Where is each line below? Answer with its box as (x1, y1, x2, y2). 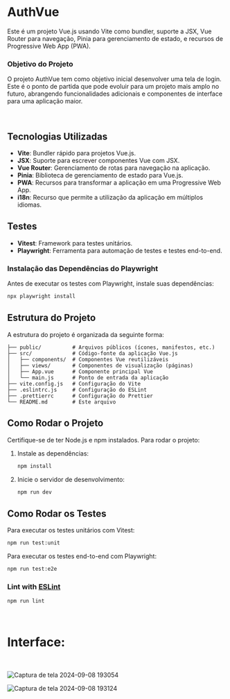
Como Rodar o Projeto (7, 417, 104, 429)
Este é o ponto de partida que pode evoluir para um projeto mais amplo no (7, 83, 220, 91)
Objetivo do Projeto (7, 59, 74, 69)
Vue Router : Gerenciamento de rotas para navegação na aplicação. (17, 164, 211, 172)
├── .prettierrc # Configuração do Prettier (7, 392, 154, 399)
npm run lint (7, 598, 45, 605)
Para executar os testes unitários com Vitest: (7, 526, 135, 535)
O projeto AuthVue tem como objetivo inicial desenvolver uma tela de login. (7, 75, 222, 83)
